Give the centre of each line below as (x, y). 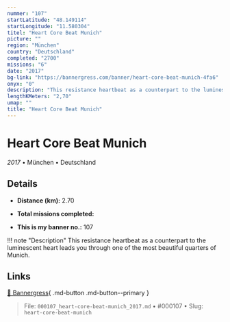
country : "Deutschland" (41, 52)
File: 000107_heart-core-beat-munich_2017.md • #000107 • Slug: (114, 306)
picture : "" (24, 39)
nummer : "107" (27, 13)
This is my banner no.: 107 (55, 227)
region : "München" (33, 45)
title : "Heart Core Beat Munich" (55, 109)
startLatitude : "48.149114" (47, 20)
